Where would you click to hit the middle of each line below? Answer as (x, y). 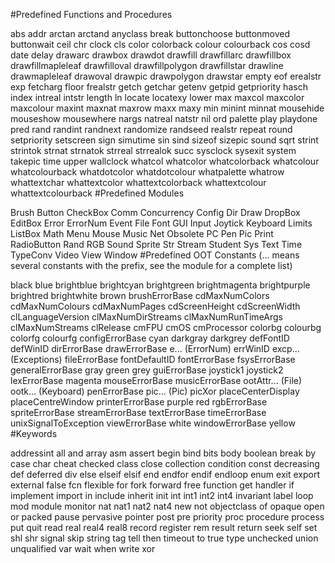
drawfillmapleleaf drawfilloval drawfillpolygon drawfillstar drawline (147, 65)
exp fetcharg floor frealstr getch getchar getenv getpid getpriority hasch (159, 87)
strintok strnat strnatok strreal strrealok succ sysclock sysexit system (153, 150)
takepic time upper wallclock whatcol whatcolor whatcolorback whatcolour (165, 161)
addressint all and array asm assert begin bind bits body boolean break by (163, 453)
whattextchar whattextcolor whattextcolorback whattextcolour (138, 182)
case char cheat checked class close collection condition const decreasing (165, 463)
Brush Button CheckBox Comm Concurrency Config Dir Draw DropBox (155, 212)
